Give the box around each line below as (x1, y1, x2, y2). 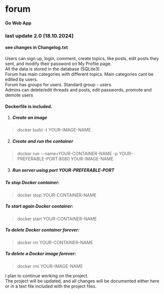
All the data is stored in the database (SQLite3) (5, 65, 100, 72)
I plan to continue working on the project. (5, 272, 89, 279)
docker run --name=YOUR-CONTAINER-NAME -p (17, 151, 118, 157)
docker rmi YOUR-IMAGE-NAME (17, 263, 83, 269)
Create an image (12, 115, 48, 121)
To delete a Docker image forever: (5, 251, 76, 257)
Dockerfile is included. (5, 103, 53, 109)
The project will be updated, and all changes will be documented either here (5, 278, 160, 284)
